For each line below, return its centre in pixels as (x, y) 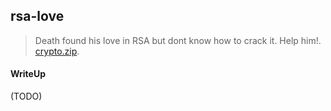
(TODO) (26, 96)
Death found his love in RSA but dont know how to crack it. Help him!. (178, 40)
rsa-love (37, 16)
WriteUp (28, 74)
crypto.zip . (57, 51)
